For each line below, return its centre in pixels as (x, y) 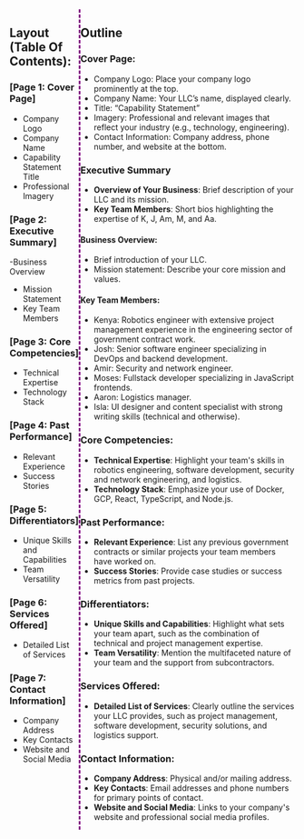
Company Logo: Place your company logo (172, 79)
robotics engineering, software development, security (194, 469)
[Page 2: (28, 219)
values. (107, 279)
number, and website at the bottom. (160, 146)
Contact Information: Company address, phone (182, 136)
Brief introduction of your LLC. (150, 260)
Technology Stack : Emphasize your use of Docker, (189, 489)
